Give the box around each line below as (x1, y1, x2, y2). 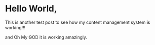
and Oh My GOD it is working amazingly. (5, 34, 87, 40)
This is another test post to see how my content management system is (5, 19, 151, 25)
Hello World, (5, 3, 57, 14)
